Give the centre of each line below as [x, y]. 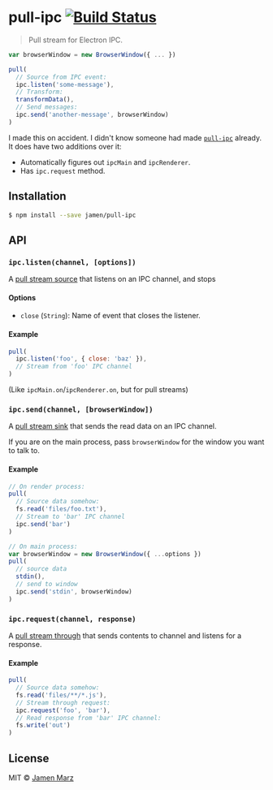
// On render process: [47, 486]
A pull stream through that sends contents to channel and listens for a [125, 636]
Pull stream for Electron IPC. [76, 40]
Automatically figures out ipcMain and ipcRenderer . [105, 162]
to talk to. [24, 451]
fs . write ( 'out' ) [43, 725]
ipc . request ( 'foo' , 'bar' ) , [63, 710]
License [29, 758]
